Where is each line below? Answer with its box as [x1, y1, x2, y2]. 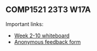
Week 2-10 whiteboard [14, 32, 70, 39]
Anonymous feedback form [14, 38, 81, 45]
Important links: [5, 20, 44, 27]
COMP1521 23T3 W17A [5, 5, 91, 15]
